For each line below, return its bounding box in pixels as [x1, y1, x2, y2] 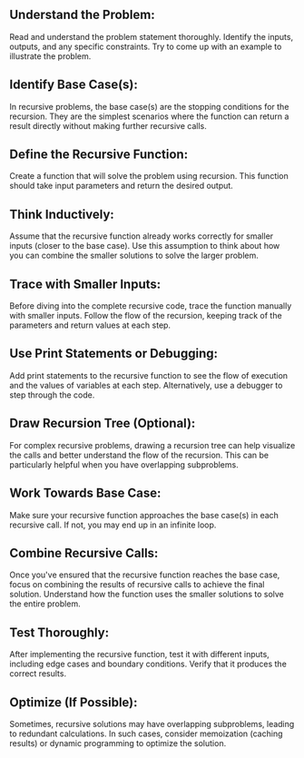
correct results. [9, 668, 66, 679]
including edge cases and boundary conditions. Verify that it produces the [9, 658, 288, 670]
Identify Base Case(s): [9, 77, 139, 93]
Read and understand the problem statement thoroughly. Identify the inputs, [9, 31, 293, 42]
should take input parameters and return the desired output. [9, 181, 233, 192]
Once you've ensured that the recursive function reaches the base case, [9, 569, 280, 580]
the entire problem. [9, 598, 81, 609]
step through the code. [9, 389, 95, 400]
